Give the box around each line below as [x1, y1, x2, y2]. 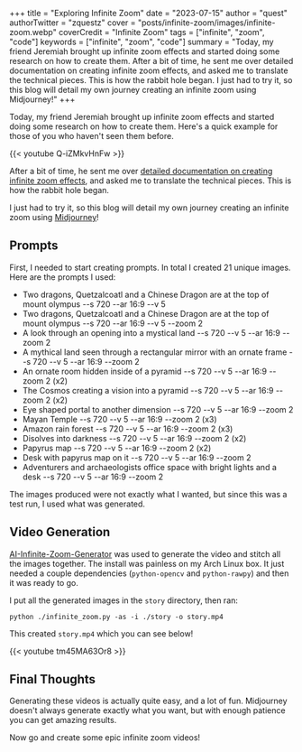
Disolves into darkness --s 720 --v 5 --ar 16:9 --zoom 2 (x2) [22, 432, 247, 443]
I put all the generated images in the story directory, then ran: [9, 595, 239, 606]
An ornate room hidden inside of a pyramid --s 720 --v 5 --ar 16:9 [22, 366, 268, 376]
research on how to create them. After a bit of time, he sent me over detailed [9, 56, 294, 66]
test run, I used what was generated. [9, 498, 146, 509]
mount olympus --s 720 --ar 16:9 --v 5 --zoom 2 [22, 318, 203, 329]
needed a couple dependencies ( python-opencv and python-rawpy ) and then [9, 568, 289, 579]
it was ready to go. [9, 577, 78, 588]
